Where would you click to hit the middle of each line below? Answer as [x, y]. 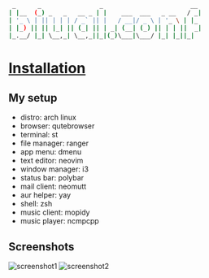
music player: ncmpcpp [59, 221]
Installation [47, 68]
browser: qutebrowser [57, 126]
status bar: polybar [52, 178]
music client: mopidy [55, 212]
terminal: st [39, 135]
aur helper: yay [46, 195]
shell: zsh [36, 204]
